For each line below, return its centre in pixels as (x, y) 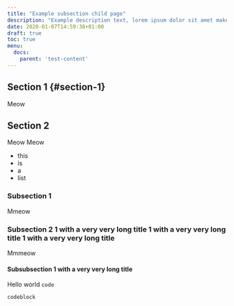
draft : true (24, 33)
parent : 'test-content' (54, 59)
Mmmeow (22, 253)
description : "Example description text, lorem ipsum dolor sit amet (110, 20)
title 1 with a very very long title (61, 238)
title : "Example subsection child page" (67, 14)
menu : (15, 46)
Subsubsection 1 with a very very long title (70, 269)
